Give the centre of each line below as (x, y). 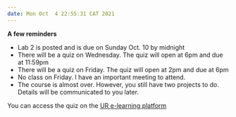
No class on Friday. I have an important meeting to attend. (101, 77)
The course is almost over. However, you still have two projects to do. (118, 84)
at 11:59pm (33, 62)
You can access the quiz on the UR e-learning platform (87, 105)
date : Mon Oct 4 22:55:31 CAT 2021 (61, 14)
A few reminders (32, 34)
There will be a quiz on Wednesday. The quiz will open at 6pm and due (120, 55)
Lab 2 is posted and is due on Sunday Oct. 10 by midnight (101, 47)
